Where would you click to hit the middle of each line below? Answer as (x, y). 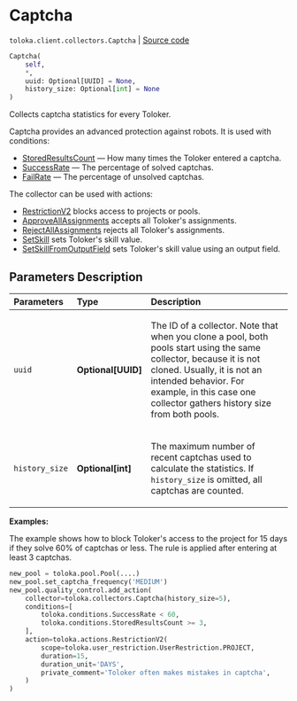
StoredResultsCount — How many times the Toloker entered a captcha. (152, 158)
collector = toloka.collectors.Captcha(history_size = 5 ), (128, 598)
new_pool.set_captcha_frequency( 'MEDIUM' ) (88, 581)
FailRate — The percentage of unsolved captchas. (113, 177)
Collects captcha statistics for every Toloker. (90, 114)
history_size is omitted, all (206, 479)
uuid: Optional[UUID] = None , (81, 81)
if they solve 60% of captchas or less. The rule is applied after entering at (143, 548)
